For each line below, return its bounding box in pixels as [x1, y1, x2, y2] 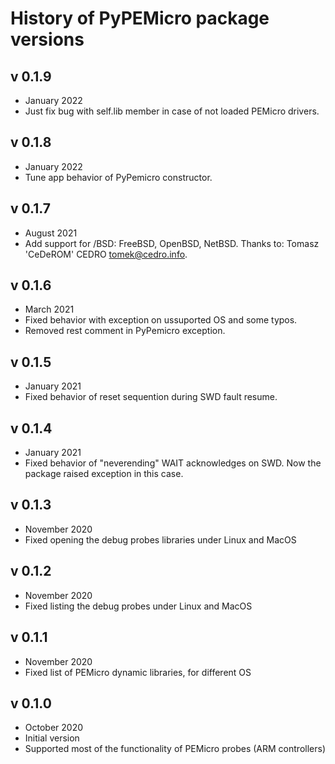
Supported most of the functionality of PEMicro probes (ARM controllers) [24, 743, 326, 755]
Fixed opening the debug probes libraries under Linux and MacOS [24, 533, 297, 546]
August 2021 [24, 227, 78, 239]
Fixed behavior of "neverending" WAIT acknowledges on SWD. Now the [24, 457, 322, 469]
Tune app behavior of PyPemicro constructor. [24, 171, 213, 183]
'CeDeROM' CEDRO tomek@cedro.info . [24, 248, 188, 260]
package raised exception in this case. [24, 468, 184, 480]
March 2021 [24, 303, 75, 316]
